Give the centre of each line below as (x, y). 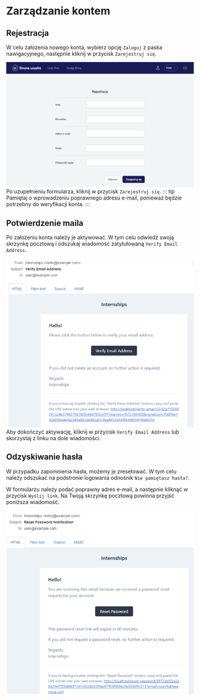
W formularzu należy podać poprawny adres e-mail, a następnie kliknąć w (97, 489)
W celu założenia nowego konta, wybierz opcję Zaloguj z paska (84, 47)
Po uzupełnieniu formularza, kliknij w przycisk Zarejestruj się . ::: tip (90, 192)
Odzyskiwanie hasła (44, 457)
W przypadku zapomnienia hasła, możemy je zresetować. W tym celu (91, 471)
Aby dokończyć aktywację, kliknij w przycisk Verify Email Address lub (93, 432)
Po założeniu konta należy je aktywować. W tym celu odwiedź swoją (90, 237)
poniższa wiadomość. (33, 502)
